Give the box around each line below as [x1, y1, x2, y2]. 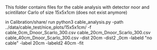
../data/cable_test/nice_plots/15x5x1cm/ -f [5, 24, 91, 30]
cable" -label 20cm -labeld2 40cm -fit [5, 40, 84, 46]
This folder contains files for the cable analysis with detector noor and [5, 4, 149, 10]
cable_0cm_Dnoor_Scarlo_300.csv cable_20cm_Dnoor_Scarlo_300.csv [5, 30, 151, 35]
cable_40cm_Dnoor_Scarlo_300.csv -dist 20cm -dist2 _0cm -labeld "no [5, 35, 152, 41]
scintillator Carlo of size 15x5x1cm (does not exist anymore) [5, 9, 127, 15]
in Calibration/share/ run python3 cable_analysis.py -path [5, 19, 123, 25]
